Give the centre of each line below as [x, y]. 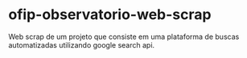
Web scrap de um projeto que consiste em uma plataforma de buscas [124, 37]
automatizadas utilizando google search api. [82, 44]
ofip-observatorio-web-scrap [110, 15]
